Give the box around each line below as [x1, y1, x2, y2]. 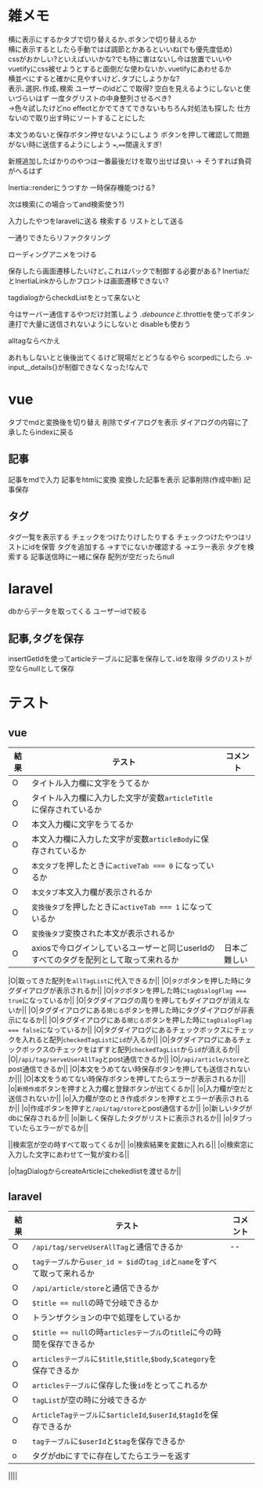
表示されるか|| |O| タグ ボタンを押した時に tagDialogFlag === [56, 986, 247, 996]
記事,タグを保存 [8, 631, 85, 645]
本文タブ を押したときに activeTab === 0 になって [31, 861, 207, 872]
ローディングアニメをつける [8, 249, 97, 259]
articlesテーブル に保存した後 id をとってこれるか [32, 1380, 208, 1391]
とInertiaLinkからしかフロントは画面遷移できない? [8, 276, 169, 285]
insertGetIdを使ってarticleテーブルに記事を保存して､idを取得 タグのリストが [8, 654, 253, 664]
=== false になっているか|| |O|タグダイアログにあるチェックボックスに [8, 1026, 234, 1035]
